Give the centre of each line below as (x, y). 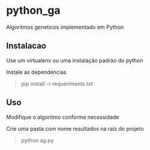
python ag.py (37, 140)
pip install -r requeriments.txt (57, 83)
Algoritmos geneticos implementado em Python (65, 27)
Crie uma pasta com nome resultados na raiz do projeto (75, 128)
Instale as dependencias (36, 72)
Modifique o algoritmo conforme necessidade (63, 117)
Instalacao (26, 46)
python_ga (34, 10)
